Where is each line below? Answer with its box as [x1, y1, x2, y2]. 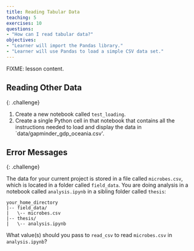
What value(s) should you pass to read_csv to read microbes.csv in [6, 232, 173, 239]
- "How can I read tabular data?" [6, 32, 94, 38]
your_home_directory [6, 199, 59, 206]
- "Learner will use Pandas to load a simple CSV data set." [6, 49, 164, 55]
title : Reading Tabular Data [6, 8, 80, 15]
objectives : [6, 37, 36, 43]
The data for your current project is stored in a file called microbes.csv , [6, 175, 183, 182]
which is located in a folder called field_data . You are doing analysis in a [6, 181, 189, 189]
